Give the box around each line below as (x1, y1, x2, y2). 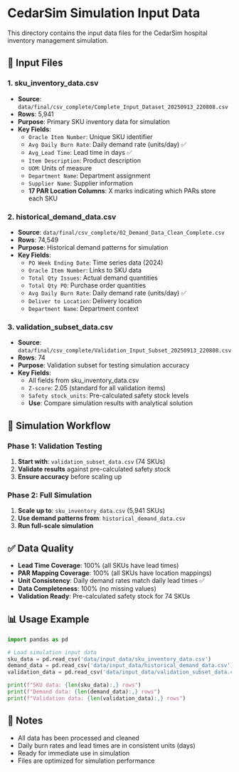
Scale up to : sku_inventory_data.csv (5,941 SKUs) (17, 507, 166, 515)
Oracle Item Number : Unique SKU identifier (28, 132, 153, 141)
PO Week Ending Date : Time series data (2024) (28, 258, 164, 267)
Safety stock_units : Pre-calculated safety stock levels (28, 391, 189, 400)
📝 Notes (7, 715, 43, 727)
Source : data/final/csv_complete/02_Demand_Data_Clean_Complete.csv (17, 228, 225, 236)
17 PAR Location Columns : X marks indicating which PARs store (28, 186, 216, 195)
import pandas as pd (7, 636, 69, 643)
